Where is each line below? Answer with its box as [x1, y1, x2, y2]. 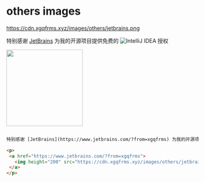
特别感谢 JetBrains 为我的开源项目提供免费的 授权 [6, 37, 169, 44]
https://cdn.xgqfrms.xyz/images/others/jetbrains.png [6, 24, 140, 32]
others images [6, 4, 81, 18]
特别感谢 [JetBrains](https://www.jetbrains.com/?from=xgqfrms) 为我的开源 [6, 136, 195, 142]
